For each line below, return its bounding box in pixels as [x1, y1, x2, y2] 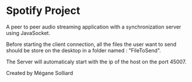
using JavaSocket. [6, 29, 51, 36]
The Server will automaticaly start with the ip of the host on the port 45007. [6, 58, 187, 65]
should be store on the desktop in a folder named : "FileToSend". [6, 47, 162, 54]
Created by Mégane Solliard [6, 69, 74, 76]
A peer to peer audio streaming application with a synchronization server [6, 23, 181, 30]
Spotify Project [6, 4, 81, 17]
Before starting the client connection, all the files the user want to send [6, 41, 177, 48]
